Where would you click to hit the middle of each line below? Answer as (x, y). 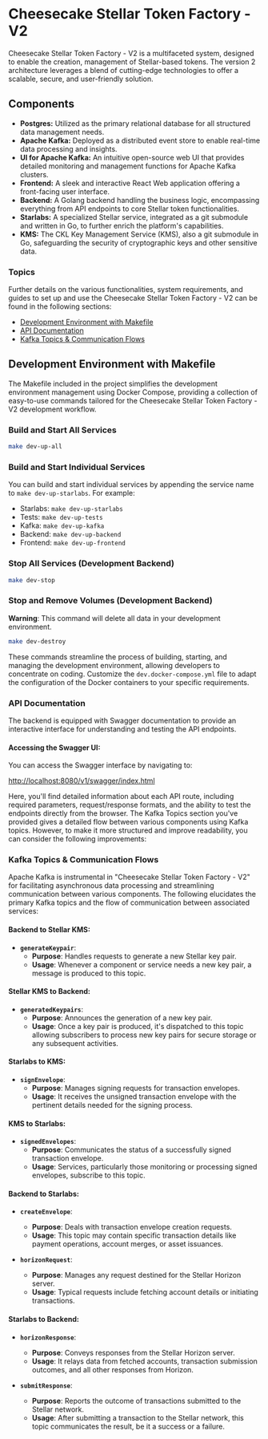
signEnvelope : (42, 1080)
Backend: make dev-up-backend (70, 534)
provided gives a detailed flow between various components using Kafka (128, 822)
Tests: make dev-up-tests (61, 517)
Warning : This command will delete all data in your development (115, 618)
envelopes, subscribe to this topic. (88, 1175)
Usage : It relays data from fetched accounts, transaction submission (145, 1361)
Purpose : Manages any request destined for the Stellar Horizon (136, 1275)
